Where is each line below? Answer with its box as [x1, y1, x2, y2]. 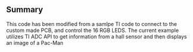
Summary [6, 5, 43, 15]
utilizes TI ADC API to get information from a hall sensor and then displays [6, 32, 187, 40]
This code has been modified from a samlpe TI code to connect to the [6, 20, 177, 27]
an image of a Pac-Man [6, 39, 64, 46]
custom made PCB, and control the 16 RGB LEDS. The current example [6, 27, 179, 34]
